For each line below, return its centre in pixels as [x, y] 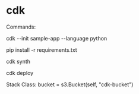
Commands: [21, 27]
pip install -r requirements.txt [42, 50]
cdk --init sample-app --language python [57, 38]
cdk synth [18, 61]
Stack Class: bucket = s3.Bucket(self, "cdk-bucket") [70, 84]
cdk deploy [20, 73]
